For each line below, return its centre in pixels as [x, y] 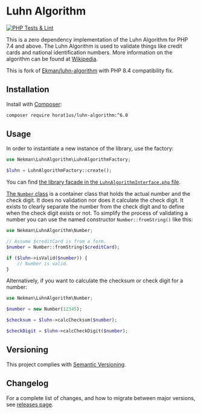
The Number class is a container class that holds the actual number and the [98, 194]
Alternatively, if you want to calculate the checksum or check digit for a [95, 281]
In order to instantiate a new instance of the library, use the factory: [90, 149]
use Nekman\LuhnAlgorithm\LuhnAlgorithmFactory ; [69, 160]
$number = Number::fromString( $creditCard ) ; [63, 247]
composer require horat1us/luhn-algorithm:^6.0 [67, 115]
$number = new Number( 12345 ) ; [44, 309]
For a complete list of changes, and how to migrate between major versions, [101, 398]
